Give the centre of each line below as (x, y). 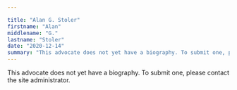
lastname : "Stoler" (36, 39)
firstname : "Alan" (34, 26)
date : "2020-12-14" (36, 46)
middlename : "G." (33, 33)
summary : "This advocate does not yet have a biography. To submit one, (116, 53)
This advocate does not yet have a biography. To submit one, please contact (119, 72)
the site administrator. (39, 80)
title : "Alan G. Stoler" (44, 20)
